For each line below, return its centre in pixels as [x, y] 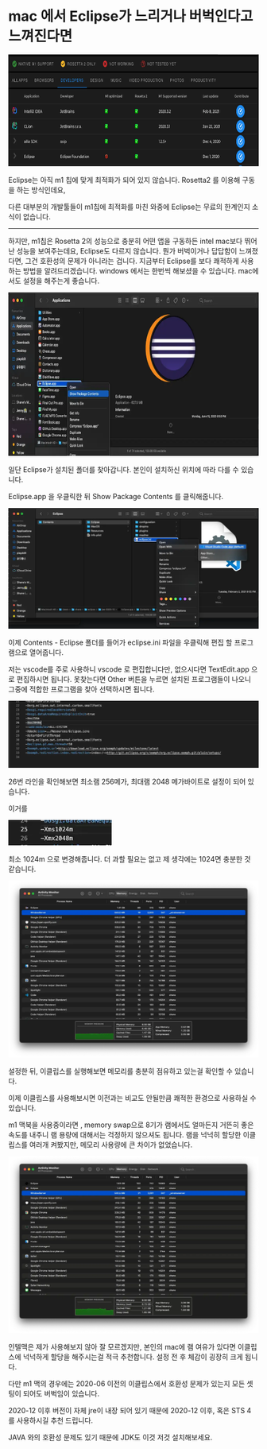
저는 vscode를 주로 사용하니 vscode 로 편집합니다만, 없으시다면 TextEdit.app [129, 669]
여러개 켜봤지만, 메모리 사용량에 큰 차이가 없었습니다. [111, 1145]
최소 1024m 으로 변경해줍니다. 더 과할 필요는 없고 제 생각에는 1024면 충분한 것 [130, 858]
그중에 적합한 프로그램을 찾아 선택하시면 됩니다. [81, 689]
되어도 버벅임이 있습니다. [61, 1393]
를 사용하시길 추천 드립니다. [51, 1420]
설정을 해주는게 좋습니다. [61, 281]
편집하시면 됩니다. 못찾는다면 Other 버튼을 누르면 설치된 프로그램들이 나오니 [134, 679]
